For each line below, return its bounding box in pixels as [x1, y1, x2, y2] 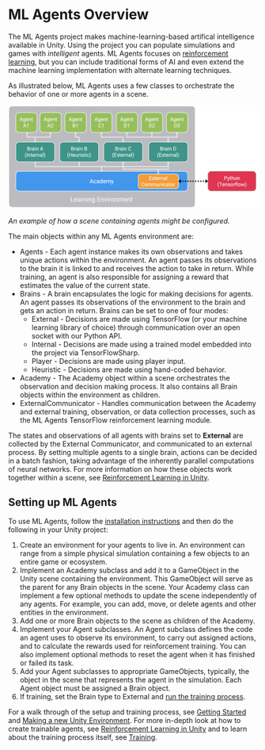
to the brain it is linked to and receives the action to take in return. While [19, 263, 255, 273]
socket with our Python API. [31, 331, 123, 340]
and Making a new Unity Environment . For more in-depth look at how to [8, 716, 241, 725]
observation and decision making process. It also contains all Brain [19, 381, 238, 391]
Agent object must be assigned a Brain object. [19, 683, 171, 693]
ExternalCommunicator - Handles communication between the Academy [19, 398, 257, 408]
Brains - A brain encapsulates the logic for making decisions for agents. [19, 289, 254, 298]
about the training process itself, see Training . [8, 733, 158, 742]
